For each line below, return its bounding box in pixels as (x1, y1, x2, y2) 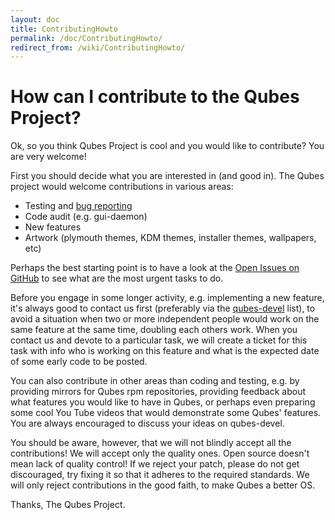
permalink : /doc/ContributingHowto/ (10, 33, 163, 43)
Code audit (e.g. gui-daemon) (24, 211, 148, 223)
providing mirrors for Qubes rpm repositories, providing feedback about (10, 386, 307, 398)
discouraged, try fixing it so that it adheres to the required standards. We (10, 469, 310, 481)
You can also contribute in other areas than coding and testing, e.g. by (10, 375, 300, 387)
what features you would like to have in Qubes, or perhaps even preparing (10, 396, 316, 408)
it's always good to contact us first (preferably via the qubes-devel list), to (10, 302, 316, 315)
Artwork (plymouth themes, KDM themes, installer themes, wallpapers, (24, 232, 317, 244)
